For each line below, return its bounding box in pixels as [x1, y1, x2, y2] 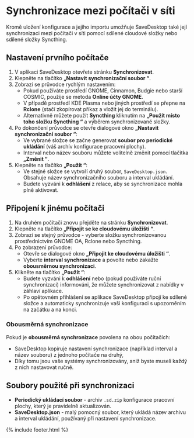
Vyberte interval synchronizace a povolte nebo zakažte [23, 256, 158, 263]
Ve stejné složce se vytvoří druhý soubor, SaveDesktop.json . [23, 168, 167, 175]
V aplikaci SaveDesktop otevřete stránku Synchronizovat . [14, 68, 154, 75]
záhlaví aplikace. [23, 287, 64, 294]
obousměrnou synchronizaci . [23, 262, 97, 270]
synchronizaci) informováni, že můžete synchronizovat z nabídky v [23, 281, 184, 288]
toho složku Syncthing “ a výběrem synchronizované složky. [23, 118, 171, 125]
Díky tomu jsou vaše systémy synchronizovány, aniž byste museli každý [14, 357, 188, 364]
